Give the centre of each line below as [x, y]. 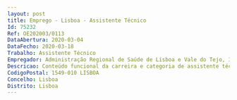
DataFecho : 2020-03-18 [41, 46]
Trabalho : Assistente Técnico [52, 54]
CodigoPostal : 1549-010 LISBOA [53, 73]
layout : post [26, 14]
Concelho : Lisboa [33, 79]
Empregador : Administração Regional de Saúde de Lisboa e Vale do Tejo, [116, 60]
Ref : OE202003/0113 [36, 33]
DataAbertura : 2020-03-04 [45, 40]
